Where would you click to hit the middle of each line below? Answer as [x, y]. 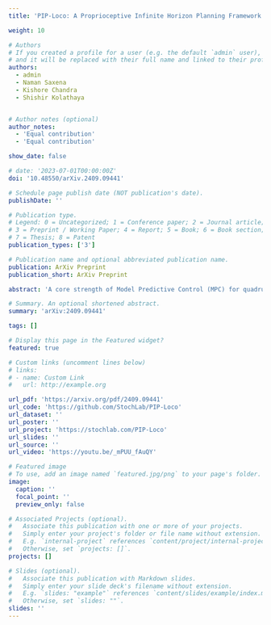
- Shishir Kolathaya [50, 98]
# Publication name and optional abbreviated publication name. [119, 259]
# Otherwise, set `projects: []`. [70, 549]
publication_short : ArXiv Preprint [68, 275]
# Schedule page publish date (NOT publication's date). [106, 193]
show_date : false [38, 157]
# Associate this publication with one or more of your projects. [126, 526]
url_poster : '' [34, 422]
